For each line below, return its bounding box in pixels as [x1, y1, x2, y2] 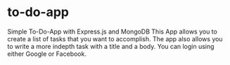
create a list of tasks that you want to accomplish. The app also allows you [7, 34, 223, 43]
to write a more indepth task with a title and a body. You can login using [7, 42, 215, 50]
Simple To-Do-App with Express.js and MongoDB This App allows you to [7, 27, 218, 36]
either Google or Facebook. [7, 50, 87, 58]
